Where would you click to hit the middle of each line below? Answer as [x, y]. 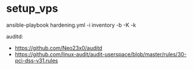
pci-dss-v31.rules [36, 61]
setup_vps [32, 9]
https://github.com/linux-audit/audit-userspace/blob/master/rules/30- [101, 54]
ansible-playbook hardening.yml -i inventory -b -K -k [71, 25]
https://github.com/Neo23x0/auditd [58, 48]
